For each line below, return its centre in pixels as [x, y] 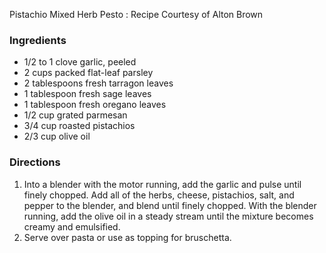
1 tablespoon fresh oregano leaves [95, 105]
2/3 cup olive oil [57, 136]
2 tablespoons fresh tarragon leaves [98, 83]
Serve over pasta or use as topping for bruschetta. [127, 237]
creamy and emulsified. [72, 226]
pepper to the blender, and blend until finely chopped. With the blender [170, 205]
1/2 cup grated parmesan [75, 115]
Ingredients [38, 40]
